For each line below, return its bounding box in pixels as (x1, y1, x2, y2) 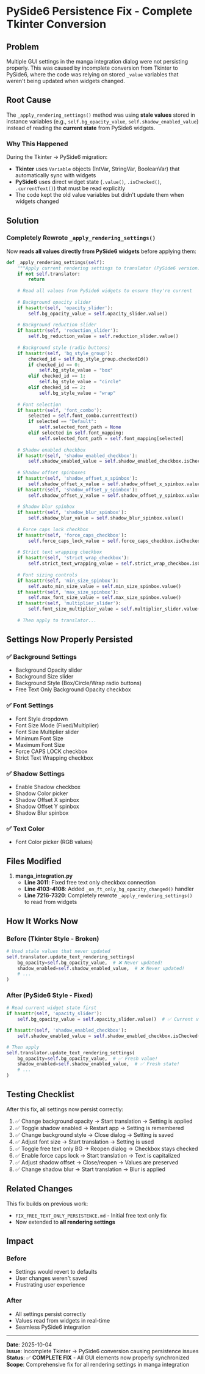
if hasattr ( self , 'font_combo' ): (17, 407, 103, 413)
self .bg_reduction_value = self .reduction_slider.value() (28, 333, 179, 340)
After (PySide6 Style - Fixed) (6, 991, 93, 1000)
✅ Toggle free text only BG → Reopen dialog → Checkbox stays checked (15, 1145, 198, 1152)
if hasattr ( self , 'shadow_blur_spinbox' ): (17, 509, 127, 516)
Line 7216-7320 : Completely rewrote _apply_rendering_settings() (24, 892, 193, 899)
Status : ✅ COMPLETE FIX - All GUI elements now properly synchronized (6, 1354, 190, 1361)
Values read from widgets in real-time (15, 1317, 110, 1324)
